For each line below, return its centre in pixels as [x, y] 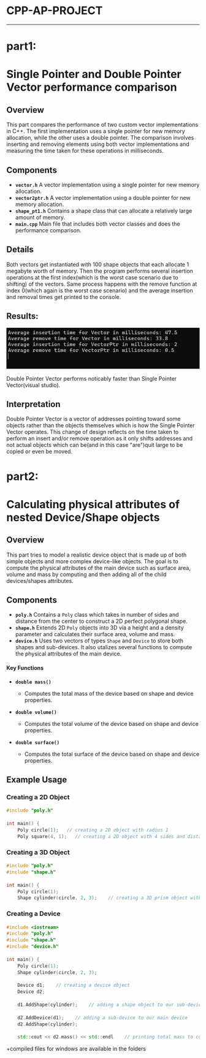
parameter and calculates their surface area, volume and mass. [95, 634]
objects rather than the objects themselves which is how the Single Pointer [101, 425]
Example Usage [37, 780]
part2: [22, 476]
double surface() [37, 742]
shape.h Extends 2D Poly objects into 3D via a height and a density [99, 628]
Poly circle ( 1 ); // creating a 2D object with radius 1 [93, 830]
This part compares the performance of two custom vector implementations [102, 125]
